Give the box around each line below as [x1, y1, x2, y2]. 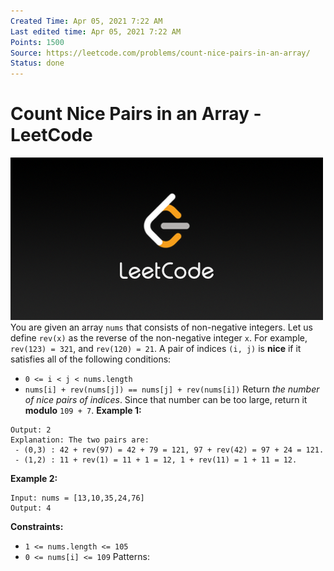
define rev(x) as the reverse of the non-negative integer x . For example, [10, 332, 308, 344]
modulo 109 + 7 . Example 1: [24, 405, 142, 417]
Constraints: [10, 521, 64, 533]
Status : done [10, 58, 65, 69]
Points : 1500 [10, 37, 65, 47]
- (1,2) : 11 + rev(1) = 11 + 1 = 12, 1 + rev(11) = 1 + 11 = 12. [14, 455, 298, 465]
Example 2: [10, 473, 58, 485]
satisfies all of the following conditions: [10, 353, 172, 365]
